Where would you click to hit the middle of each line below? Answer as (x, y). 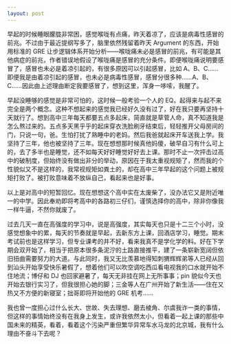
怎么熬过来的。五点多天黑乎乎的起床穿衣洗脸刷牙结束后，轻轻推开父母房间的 (115, 126)
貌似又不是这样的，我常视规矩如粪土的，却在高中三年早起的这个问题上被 (115, 169)
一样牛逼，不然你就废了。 (43, 209)
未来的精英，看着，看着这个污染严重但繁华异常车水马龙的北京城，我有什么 (118, 325)
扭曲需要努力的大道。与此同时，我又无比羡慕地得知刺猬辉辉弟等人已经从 (115, 258)
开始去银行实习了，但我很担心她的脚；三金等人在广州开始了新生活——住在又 (115, 284)
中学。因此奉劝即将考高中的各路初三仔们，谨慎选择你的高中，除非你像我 (121, 201)
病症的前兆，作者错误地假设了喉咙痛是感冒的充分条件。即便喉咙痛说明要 (115, 60)
